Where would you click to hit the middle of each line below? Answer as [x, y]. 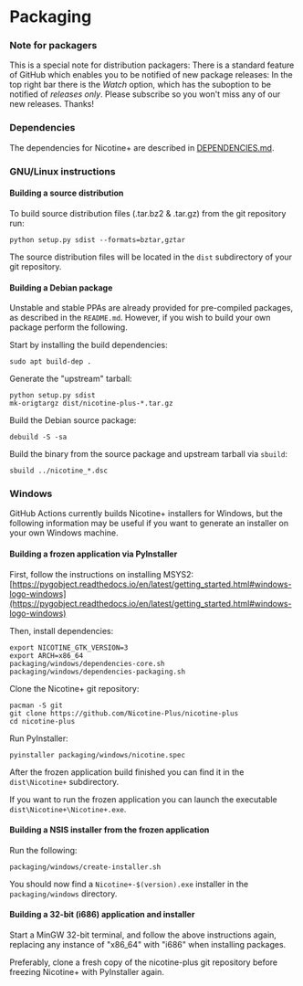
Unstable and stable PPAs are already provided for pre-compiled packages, [151, 308]
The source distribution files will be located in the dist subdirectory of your [151, 257]
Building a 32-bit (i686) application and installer [102, 915]
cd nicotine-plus [42, 721]
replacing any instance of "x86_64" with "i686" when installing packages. [148, 945]
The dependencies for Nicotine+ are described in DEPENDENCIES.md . [142, 147]
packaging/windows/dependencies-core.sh [88, 663]
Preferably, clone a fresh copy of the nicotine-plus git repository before [144, 962]
